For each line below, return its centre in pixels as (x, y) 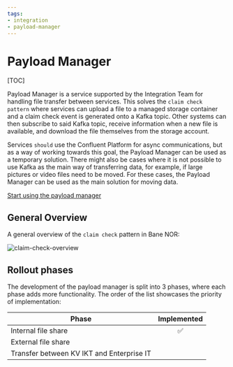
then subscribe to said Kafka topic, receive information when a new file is (113, 124)
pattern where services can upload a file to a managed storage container (113, 109)
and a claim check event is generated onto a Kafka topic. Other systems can (117, 117)
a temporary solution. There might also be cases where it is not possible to (114, 160)
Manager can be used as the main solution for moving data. (93, 182)
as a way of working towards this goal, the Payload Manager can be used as (117, 152)
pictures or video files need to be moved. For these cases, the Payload (109, 175)
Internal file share (39, 331)
